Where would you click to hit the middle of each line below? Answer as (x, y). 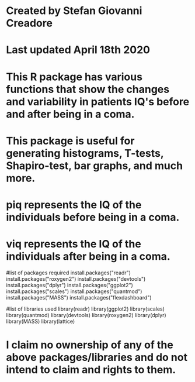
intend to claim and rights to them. (91, 370)
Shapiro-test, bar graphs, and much (94, 166)
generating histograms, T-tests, (85, 153)
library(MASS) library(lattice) (41, 321)
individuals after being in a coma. (88, 257)
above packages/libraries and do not (97, 357)
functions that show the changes (88, 89)
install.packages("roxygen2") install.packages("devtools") (76, 278)
